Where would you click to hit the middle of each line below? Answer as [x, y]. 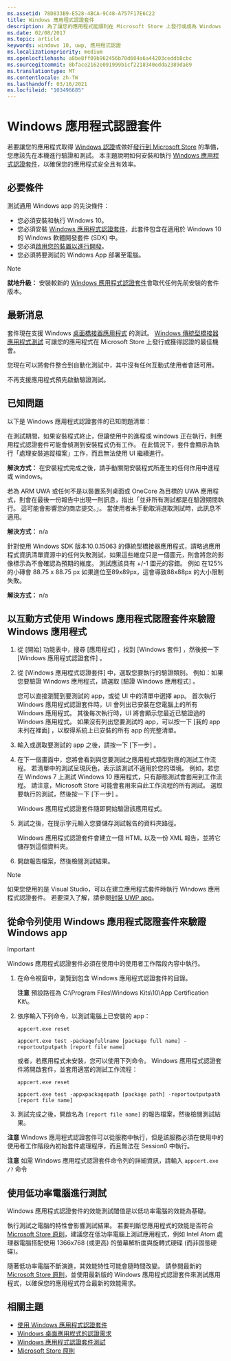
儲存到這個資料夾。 [44, 847]
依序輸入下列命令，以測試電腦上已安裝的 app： [84, 1016]
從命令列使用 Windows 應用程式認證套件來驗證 [107, 921]
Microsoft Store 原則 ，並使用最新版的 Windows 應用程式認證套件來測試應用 [114, 1274]
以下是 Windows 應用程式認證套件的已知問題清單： [79, 421]
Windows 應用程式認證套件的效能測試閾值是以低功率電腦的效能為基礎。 [108, 1211]
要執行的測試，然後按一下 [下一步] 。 [69, 794]
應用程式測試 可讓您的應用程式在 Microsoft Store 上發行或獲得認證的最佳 [110, 341]
